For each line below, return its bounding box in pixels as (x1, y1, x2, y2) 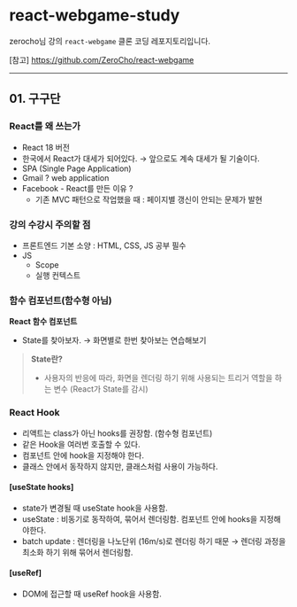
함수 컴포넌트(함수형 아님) (9, 294, 112, 307)
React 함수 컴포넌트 (9, 316, 78, 327)
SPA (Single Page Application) (21, 163, 132, 174)
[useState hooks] (9, 482, 74, 493)
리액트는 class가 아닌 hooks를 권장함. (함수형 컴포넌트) (21, 427, 213, 439)
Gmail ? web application (21, 172, 110, 183)
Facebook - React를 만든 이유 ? (21, 183, 134, 193)
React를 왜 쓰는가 (9, 121, 81, 133)
